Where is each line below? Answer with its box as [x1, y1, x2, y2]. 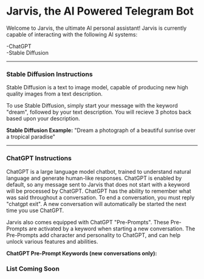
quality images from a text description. [6, 90, 103, 98]
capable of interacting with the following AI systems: [6, 30, 138, 38]
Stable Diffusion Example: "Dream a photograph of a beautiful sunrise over [6, 126, 196, 134]
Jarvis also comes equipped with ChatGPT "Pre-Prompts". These [6, 218, 169, 226]
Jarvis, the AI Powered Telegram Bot [6, 4, 194, 18]
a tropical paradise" [6, 133, 56, 140]
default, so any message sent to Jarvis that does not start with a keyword [6, 181, 190, 188]
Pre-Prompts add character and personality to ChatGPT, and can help [6, 231, 181, 238]
